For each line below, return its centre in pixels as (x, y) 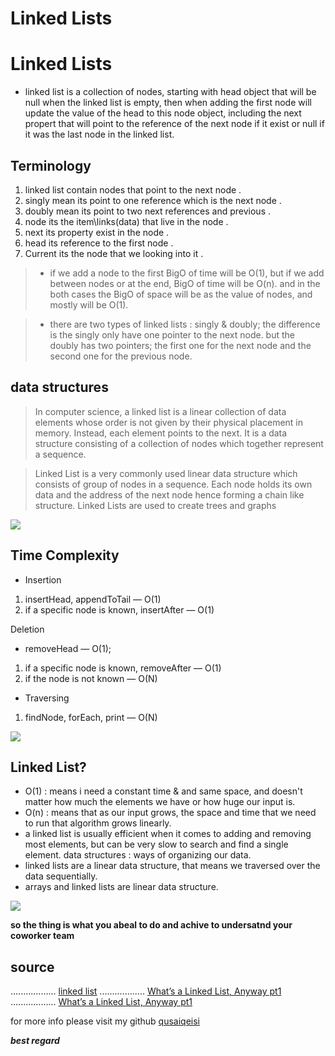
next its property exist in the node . (97, 232)
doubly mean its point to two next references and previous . (147, 211)
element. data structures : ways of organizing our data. (138, 855)
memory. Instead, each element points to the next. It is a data (161, 433)
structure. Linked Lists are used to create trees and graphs (155, 505)
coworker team (42, 936)
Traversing (47, 698)
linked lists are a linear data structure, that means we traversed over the (172, 866)
